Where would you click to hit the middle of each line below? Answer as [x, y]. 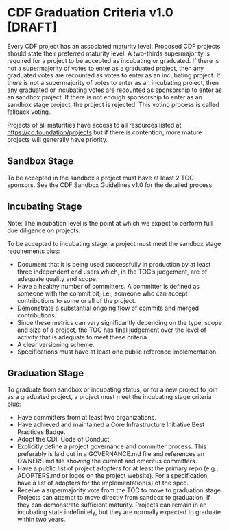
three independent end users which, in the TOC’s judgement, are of [112, 272]
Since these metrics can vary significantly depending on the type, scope [120, 322]
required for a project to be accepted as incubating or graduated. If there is [113, 60]
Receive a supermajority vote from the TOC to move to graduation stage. [120, 490]
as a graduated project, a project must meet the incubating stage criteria [109, 397]
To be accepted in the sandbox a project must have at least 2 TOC [100, 178]
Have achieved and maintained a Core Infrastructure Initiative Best [111, 425]
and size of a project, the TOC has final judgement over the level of [112, 330]
